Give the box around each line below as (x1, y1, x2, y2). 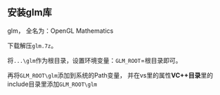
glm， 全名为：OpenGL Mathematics (7, 27, 114, 35)
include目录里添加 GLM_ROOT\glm (7, 80, 97, 88)
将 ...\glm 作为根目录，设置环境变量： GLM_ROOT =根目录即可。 (7, 56, 182, 64)
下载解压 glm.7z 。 (7, 41, 58, 50)
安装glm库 (7, 6, 53, 19)
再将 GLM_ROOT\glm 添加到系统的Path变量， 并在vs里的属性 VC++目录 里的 (7, 71, 214, 79)
